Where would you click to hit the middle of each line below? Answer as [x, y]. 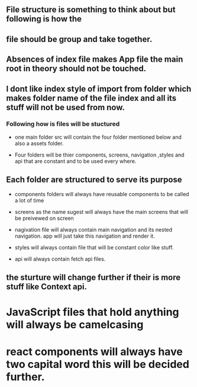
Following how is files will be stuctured [63, 124]
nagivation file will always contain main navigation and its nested [93, 229]
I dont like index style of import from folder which [99, 89]
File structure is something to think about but [91, 10]
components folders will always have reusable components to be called [102, 194]
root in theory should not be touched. [76, 68]
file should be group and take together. [79, 39]
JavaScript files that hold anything [93, 312]
